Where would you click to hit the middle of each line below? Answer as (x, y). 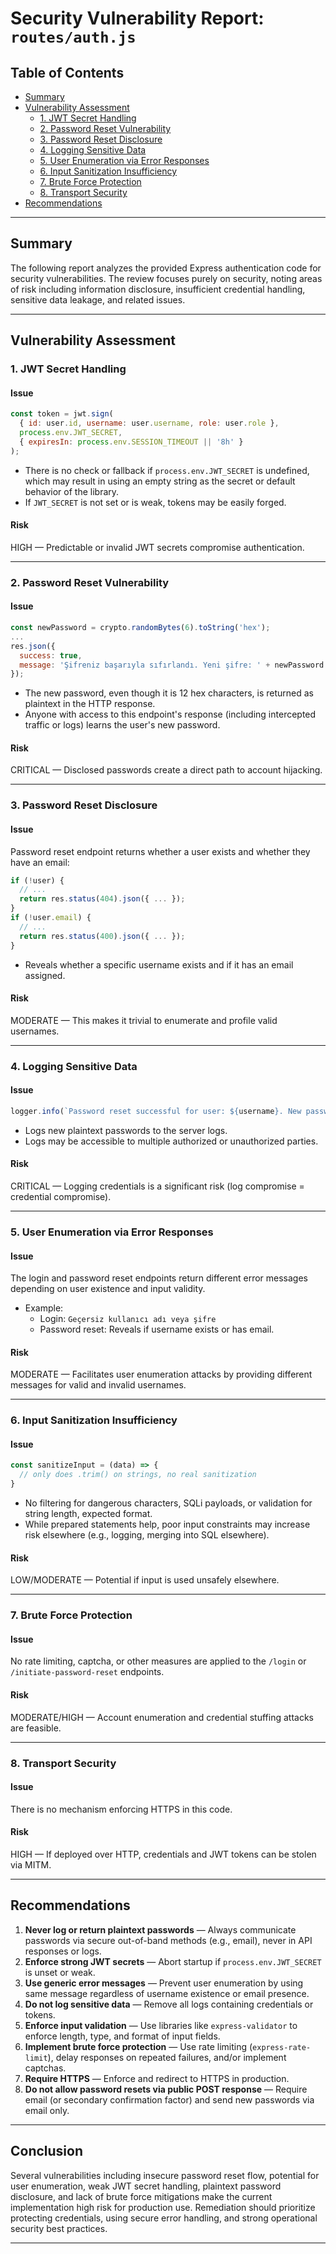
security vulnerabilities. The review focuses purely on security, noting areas (166, 278)
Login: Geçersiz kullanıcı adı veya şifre (128, 1319)
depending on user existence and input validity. (108, 1289)
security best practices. (59, 2228)
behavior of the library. (72, 491)
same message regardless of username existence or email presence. (167, 1993)
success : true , (51, 655)
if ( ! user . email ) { (51, 918)
